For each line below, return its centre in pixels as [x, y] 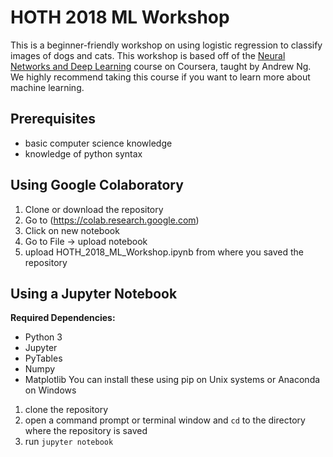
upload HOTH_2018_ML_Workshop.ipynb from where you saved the [164, 252]
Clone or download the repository [94, 209]
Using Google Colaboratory [97, 185]
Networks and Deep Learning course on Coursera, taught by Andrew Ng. [161, 66]
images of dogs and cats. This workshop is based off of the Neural [148, 55]
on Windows [50, 390]
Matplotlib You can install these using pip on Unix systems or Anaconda [172, 380]
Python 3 [43, 337]
